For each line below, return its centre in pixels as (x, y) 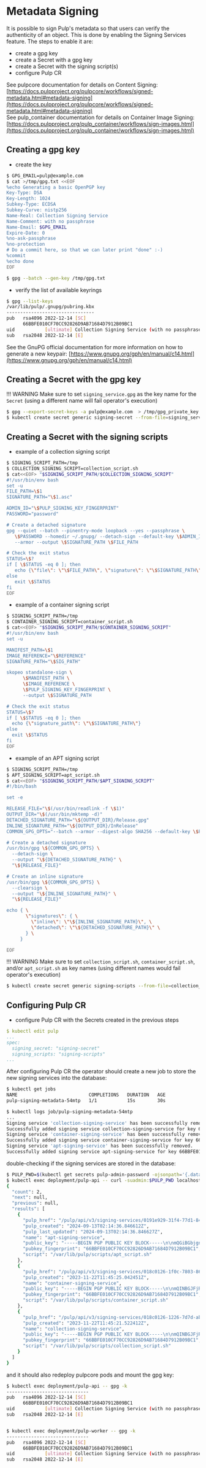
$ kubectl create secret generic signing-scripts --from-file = (89, 986)
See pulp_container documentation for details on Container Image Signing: (101, 117)
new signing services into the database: (57, 1078)
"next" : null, (30, 1198)
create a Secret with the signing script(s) (67, 66)
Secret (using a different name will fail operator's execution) (82, 401)
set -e (15, 798)
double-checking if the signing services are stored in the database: (91, 1163)
